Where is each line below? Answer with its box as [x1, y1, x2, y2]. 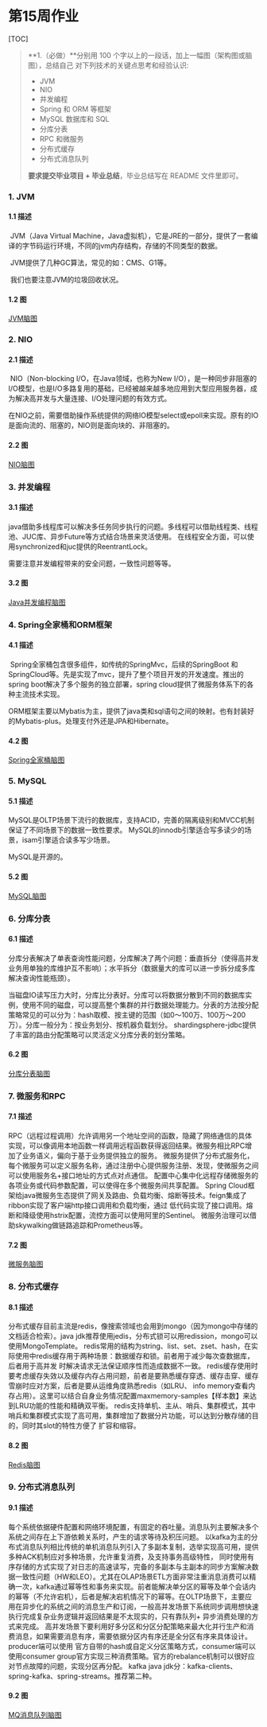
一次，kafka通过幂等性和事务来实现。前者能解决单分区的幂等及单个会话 [14, 1581, 250, 1591]
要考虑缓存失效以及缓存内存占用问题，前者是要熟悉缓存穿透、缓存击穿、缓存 [8, 1371, 259, 1381]
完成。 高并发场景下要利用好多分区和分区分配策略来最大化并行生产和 [21, 1621, 247, 1631]
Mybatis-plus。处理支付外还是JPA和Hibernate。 [14, 717, 173, 726]
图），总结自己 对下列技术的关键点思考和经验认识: [27, 60, 189, 70]
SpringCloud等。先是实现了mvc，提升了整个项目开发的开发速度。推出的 [8, 670, 244, 679]
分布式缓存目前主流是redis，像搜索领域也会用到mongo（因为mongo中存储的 [8, 1321, 258, 1331]
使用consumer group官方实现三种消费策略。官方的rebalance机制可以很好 [8, 1651, 249, 1661]
